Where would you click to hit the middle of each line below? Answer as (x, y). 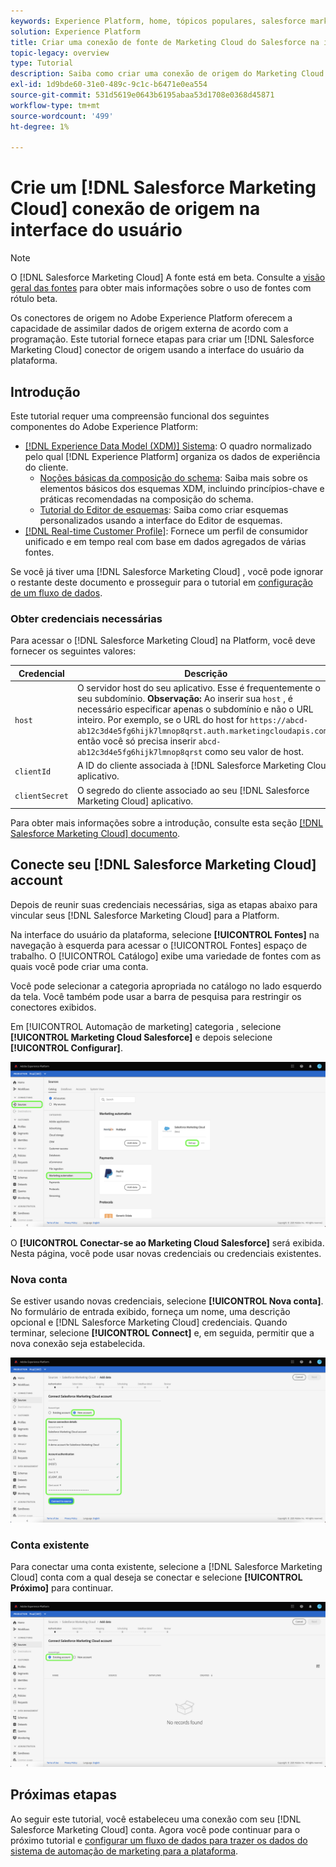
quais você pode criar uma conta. (79, 966)
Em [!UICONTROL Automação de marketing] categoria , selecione (146, 1026)
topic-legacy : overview (60, 53)
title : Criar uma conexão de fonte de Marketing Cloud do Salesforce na (165, 42)
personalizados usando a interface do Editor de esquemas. (161, 520)
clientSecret (41, 796)
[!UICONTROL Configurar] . (66, 1047)
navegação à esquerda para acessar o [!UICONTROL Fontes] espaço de (159, 945)
